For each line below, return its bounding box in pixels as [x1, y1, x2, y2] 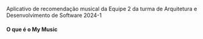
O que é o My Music [6, 26, 58, 33]
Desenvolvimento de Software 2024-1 [6, 12, 102, 19]
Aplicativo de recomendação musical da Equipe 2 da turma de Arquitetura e [6, 5, 197, 12]
